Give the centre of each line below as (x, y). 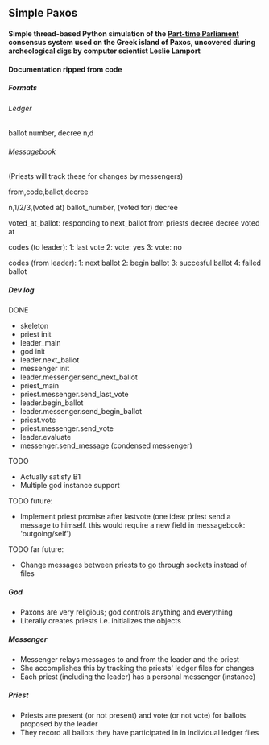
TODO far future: (36, 549)
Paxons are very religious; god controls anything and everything (126, 612)
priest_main (39, 386)
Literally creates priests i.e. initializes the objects (100, 621)
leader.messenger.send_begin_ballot (81, 412)
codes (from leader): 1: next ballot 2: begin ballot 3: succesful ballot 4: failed (135, 263)
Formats (23, 88)
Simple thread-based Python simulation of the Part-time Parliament (124, 33)
